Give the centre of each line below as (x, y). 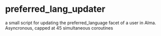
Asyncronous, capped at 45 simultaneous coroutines (59, 28)
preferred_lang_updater (55, 9)
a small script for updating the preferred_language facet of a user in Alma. (81, 23)
